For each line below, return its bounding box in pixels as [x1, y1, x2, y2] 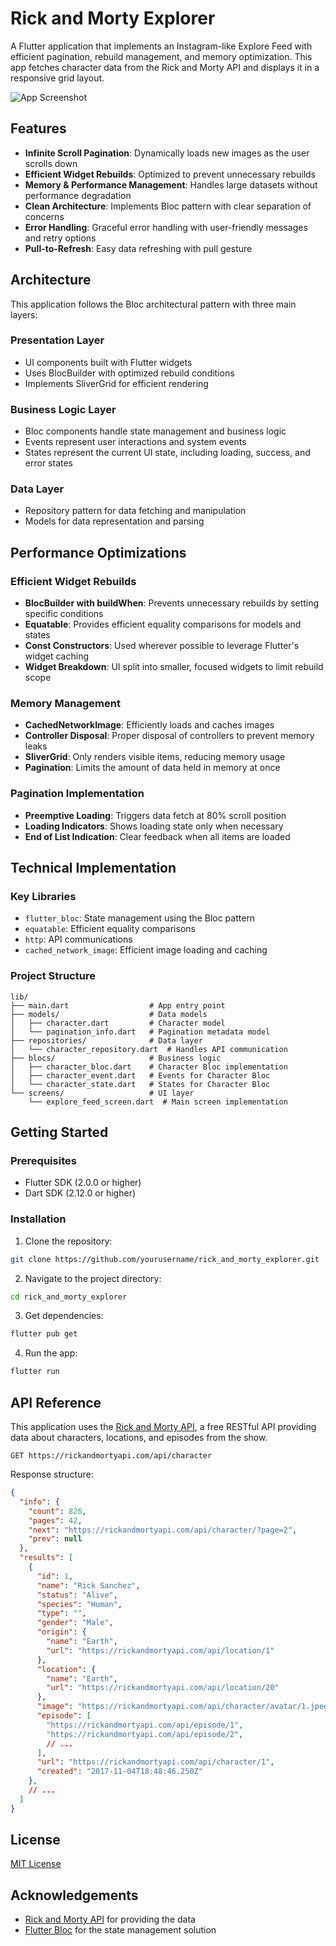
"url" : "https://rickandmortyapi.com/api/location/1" [46, 1645, 275, 1656]
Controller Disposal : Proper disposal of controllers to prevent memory [24, 730, 315, 742]
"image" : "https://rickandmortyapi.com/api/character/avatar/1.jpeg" [36, 1702, 333, 1712]
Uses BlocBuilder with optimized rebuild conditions [24, 367, 235, 379]
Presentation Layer [10, 333, 105, 347]
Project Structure [10, 969, 96, 983]
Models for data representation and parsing [24, 515, 205, 527]
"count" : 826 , [28, 1506, 87, 1516]
